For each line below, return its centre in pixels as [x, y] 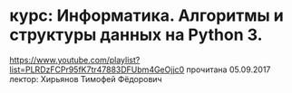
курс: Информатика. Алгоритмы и [146, 16]
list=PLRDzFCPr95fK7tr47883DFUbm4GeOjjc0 [97, 70]
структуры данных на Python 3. [136, 35]
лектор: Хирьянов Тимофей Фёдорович [86, 79]
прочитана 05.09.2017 [229, 70]
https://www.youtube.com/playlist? [75, 60]
